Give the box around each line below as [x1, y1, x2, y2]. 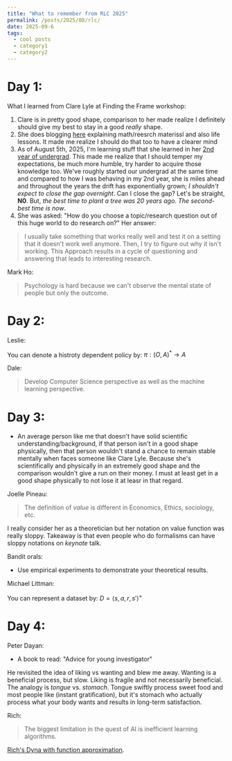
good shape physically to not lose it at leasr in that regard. [17, 477, 184, 485]
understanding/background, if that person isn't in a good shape [17, 439, 199, 448]
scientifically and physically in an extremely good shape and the [17, 461, 201, 470]
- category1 [13, 42, 48, 49]
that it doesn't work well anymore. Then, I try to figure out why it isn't [24, 239, 222, 247]
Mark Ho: [7, 268, 34, 276]
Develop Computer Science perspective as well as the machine [24, 377, 205, 386]
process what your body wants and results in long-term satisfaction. [7, 698, 202, 706]
